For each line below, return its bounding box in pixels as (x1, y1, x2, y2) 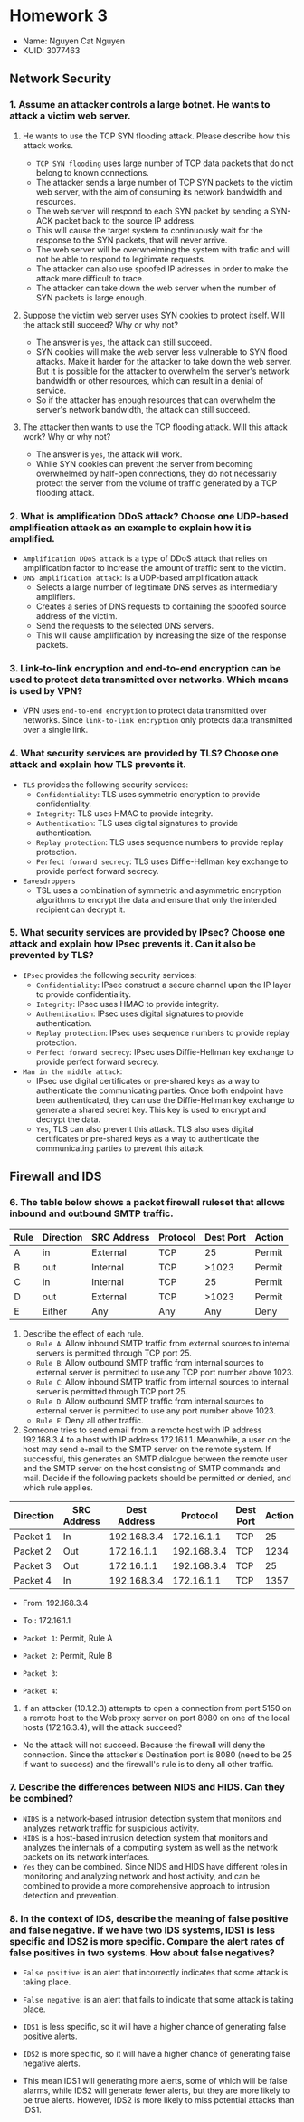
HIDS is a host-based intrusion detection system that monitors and (22, 1832, 269, 1842)
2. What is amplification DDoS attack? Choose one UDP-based (9, 509, 289, 522)
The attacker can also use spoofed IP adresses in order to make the (35, 263, 289, 274)
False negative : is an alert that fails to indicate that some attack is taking (22, 1994, 294, 2005)
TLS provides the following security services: (22, 779, 189, 790)
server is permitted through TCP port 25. (35, 1385, 188, 1396)
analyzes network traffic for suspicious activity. (22, 1822, 199, 1833)
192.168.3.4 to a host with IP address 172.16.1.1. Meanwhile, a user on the (22, 1433, 291, 1444)
